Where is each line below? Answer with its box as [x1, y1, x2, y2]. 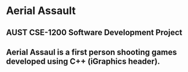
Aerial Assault [6, 4, 76, 18]
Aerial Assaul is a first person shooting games [6, 47, 177, 57]
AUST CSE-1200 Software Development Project [6, 28, 183, 37]
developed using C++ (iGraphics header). [6, 56, 161, 66]
